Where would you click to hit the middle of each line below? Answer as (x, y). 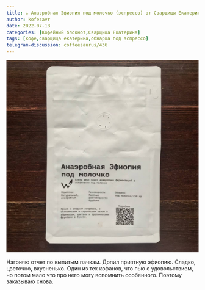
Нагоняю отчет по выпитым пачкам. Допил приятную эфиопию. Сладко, (101, 262)
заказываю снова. (30, 281)
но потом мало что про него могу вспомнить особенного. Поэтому (94, 275)
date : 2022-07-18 (28, 26)
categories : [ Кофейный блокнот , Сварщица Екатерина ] (73, 32)
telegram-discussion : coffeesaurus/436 (57, 45)
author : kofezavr (28, 19)
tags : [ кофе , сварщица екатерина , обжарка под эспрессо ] (77, 39)
